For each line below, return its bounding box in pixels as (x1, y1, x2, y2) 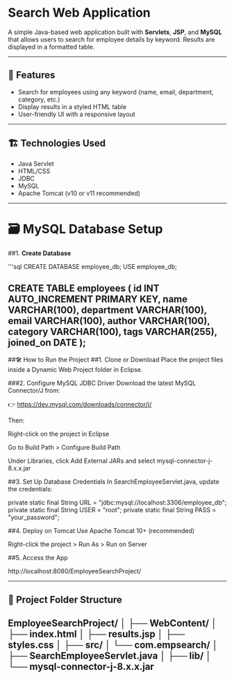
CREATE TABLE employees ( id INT (8, 282, 160, 294)
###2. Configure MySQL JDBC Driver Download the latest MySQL (8, 379, 197, 387)
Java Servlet (17, 159, 54, 167)
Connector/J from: (8, 386, 60, 395)
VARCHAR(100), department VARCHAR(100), (8, 304, 207, 316)
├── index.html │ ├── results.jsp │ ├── (8, 628, 185, 640)
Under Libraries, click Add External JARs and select (8, 457, 156, 465)
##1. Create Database (8, 249, 72, 257)
